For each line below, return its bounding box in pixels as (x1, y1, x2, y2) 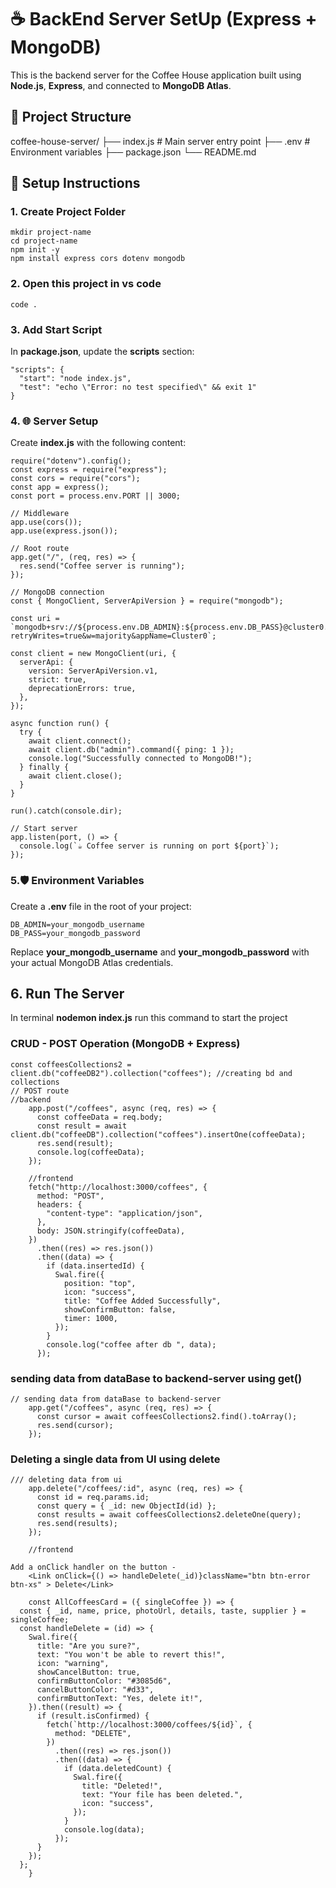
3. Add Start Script (10, 322, 103, 336)
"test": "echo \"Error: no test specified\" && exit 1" (19, 382, 257, 393)
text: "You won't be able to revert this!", (36, 1650, 226, 1660)
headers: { (36, 1199, 83, 1210)
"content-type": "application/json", (46, 1208, 203, 1218)
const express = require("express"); (10, 465, 168, 475)
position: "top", (63, 1278, 137, 1288)
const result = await (36, 1121, 128, 1131)
